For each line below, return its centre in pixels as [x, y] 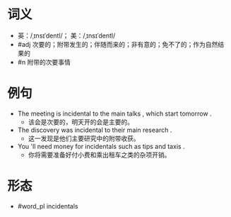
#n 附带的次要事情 [44, 62]
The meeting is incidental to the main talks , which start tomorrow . [114, 113]
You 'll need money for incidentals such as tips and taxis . [101, 146]
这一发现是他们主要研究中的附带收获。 [84, 138]
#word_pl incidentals [48, 206]
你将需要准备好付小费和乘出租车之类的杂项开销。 [99, 155]
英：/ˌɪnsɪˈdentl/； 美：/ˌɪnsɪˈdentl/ [66, 35]
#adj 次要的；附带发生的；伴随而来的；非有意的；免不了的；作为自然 [118, 44]
